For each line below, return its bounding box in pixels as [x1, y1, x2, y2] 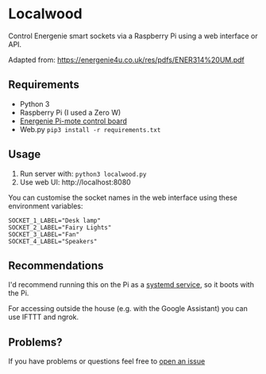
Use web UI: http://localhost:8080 [19, 177, 131, 187]
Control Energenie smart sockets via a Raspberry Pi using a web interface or [8, 31, 258, 41]
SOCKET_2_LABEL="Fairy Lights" [8, 224, 112, 232]
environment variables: [8, 201, 83, 211]
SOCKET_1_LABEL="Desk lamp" [8, 216, 102, 224]
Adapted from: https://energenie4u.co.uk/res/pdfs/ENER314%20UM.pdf [8, 55, 245, 64]
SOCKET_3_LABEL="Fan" [8, 230, 80, 239]
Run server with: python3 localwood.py [19, 169, 147, 178]
